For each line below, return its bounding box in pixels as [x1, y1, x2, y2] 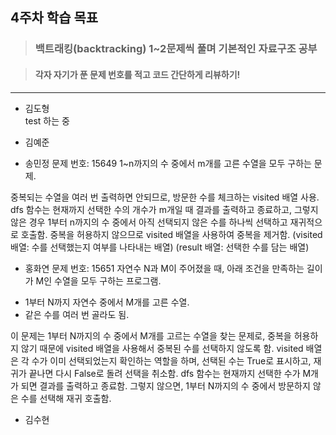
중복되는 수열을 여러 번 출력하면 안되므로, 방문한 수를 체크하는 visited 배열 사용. [10, 191, 320, 203]
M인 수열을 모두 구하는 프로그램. [35, 274, 162, 287]
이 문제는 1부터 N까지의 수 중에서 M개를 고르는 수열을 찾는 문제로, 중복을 [10, 329, 292, 342]
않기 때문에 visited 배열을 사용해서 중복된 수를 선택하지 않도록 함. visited [20, 342, 304, 354]
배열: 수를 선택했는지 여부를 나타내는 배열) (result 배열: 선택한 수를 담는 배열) [10, 241, 310, 253]
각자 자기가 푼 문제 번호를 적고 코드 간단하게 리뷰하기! [34, 68, 241, 80]
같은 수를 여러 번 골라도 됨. [24, 308, 130, 320]
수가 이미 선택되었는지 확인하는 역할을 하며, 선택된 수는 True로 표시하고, [31, 354, 312, 367]
